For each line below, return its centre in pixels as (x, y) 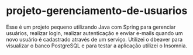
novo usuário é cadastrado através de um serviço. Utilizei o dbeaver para (94, 39)
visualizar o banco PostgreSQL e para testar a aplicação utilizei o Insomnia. (97, 46)
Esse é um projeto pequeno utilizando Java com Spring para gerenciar (91, 27)
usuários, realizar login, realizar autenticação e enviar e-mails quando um (94, 33)
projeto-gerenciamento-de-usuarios (97, 11)
